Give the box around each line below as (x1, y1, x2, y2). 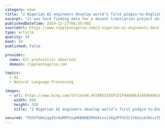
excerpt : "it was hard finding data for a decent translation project (5, 16, 153, 21)
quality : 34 (5, 35, 29, 40)
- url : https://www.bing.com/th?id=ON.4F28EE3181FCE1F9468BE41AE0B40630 (9, 93, 162, 98)
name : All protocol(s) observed (9, 57, 76, 62)
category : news (5, 7, 36, 12)
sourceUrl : (5, 26, 27, 30)
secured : (5, 116, 23, 121)
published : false (5, 44, 41, 49)
